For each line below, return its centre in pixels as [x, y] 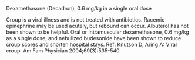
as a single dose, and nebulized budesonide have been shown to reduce [94, 38]
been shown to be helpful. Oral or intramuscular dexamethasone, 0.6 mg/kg [97, 32]
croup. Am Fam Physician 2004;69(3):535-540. [64, 51]
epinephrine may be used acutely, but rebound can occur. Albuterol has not [97, 26]
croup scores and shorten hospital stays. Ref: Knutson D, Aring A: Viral [92, 44]
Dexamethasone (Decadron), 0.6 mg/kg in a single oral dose [79, 8]
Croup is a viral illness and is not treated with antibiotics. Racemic [85, 20]
